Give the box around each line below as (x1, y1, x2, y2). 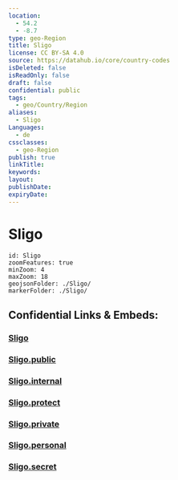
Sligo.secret (8, 462, 57, 473)
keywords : (8, 168, 42, 176)
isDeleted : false (8, 64, 67, 72)
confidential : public (8, 86, 81, 95)
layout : (8, 175, 34, 184)
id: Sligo (8, 252, 42, 260)
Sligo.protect (8, 397, 61, 408)
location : (8, 11, 42, 20)
